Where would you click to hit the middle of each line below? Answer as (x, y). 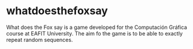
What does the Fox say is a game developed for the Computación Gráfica (97, 27)
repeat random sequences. (40, 40)
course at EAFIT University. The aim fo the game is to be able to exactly (94, 33)
